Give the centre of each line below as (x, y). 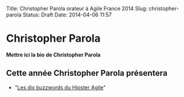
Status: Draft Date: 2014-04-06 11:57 (67, 15)
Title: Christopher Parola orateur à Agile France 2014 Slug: (77, 9)
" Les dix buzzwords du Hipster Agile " (60, 87)
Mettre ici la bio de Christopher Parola (53, 55)
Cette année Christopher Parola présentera (87, 73)
